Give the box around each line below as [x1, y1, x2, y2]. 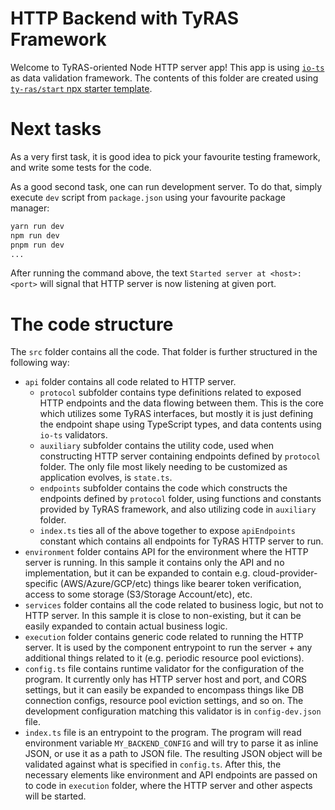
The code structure [10, 313, 174, 336]
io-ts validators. [39, 429, 108, 441]
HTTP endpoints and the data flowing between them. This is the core [39, 397, 325, 409]
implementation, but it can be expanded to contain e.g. [24, 567, 251, 579]
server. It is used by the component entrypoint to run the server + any [24, 642, 313, 654]
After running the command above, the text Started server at [10, 267, 267, 279]
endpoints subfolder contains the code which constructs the [39, 482, 288, 494]
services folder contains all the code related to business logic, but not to [24, 599, 324, 611]
